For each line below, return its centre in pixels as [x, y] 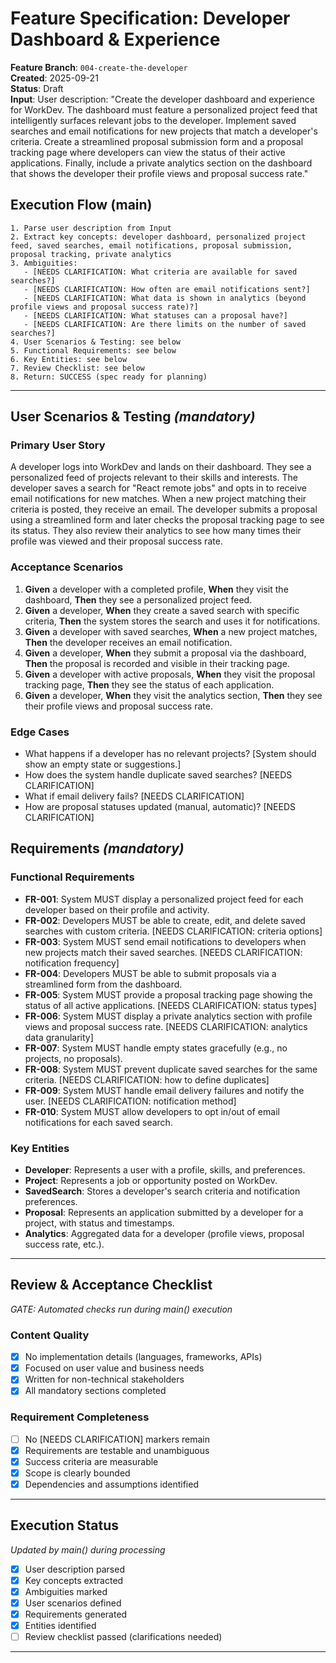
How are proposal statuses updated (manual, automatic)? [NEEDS [160, 807]
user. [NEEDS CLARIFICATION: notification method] [130, 1101]
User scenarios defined [73, 1603]
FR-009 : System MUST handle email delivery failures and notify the [164, 1090]
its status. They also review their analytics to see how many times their [156, 531]
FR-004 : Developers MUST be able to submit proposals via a [150, 973]
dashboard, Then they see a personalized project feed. [138, 599]
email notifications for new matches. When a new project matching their [158, 499]
